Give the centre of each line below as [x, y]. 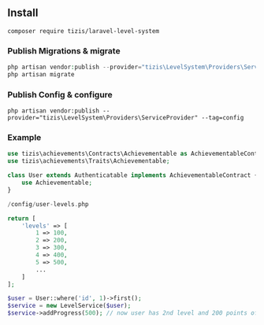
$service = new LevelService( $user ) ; [69, 306]
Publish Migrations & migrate [64, 50]
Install [23, 13]
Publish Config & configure [60, 94]
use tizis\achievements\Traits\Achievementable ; [89, 161]
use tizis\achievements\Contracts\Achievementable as [98, 154]
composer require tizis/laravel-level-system [83, 31]
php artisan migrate [41, 74]
